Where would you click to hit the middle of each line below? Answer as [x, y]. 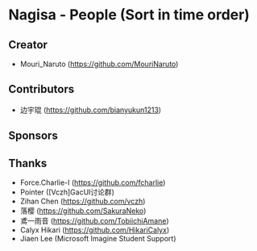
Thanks [28, 163]
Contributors [41, 89]
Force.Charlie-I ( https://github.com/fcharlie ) [93, 182]
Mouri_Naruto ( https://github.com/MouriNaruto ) [99, 64]
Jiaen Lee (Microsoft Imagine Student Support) [98, 239]
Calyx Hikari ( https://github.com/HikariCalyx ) [95, 230]
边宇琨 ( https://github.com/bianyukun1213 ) [91, 110]
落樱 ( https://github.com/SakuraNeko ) [83, 211]
